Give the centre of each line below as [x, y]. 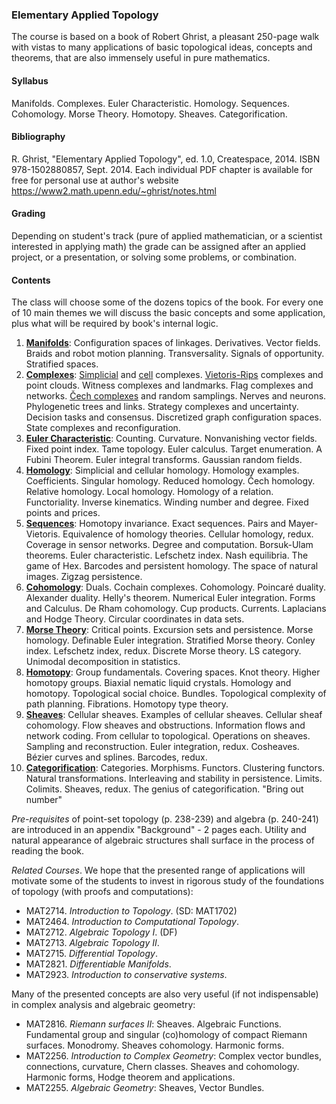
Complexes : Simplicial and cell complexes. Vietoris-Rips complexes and [174, 375]
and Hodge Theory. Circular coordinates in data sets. [135, 619]
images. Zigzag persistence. [84, 577]
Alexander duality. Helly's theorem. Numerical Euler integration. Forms [170, 598]
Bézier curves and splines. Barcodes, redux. [116, 757]
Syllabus [30, 80]
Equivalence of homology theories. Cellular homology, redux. [188, 534]
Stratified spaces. [62, 364]
